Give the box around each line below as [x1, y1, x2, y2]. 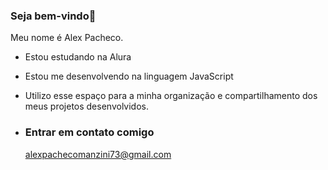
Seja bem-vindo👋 [10, 9, 97, 23]
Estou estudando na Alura [24, 51, 132, 63]
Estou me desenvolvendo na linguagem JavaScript [24, 70, 234, 83]
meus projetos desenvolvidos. [24, 100, 149, 113]
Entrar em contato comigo [24, 125, 155, 139]
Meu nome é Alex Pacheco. [10, 32, 124, 44]
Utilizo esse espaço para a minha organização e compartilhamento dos [24, 90, 318, 102]
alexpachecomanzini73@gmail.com [24, 148, 172, 160]
